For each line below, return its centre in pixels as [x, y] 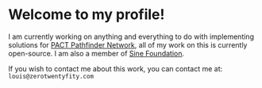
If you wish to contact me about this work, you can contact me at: [116, 68]
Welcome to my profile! [87, 15]
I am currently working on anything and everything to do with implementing [131, 36]
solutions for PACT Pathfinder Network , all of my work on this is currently [128, 44]
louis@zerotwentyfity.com [51, 76]
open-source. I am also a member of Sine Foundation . [96, 53]
